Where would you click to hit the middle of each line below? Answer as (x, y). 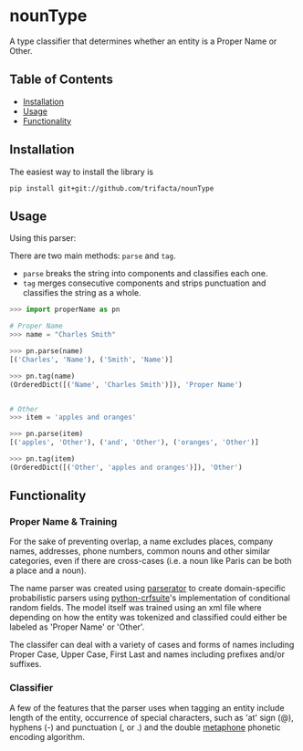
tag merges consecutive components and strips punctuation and (144, 283)
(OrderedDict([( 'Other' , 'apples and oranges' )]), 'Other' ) (126, 467)
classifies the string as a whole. (82, 293)
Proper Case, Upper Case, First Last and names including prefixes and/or (147, 654)
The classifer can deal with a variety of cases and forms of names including (152, 645)
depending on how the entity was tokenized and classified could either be (148, 618)
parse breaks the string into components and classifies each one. (145, 274)
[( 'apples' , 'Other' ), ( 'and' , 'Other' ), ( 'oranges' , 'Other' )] (134, 443)
